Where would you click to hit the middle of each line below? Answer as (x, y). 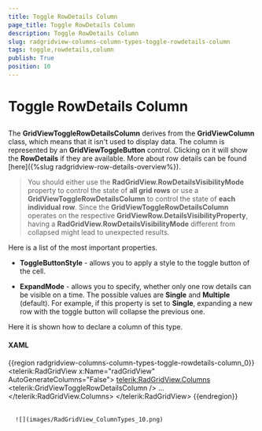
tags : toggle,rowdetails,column (61, 50)
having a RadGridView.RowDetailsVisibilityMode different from (131, 224)
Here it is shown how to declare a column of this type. (96, 327)
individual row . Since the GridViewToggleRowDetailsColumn (128, 207)
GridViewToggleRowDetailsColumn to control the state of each (131, 199)
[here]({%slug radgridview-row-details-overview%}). (94, 167)
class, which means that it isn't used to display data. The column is (116, 142)
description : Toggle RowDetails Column (74, 33)
